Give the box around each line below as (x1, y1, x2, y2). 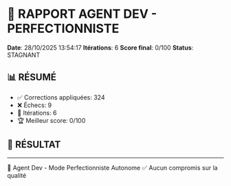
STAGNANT (7, 51, 41, 59)
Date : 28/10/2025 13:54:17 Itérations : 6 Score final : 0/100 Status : (7, 43, 194, 51)
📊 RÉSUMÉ (7, 71, 57, 83)
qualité (7, 171, 27, 179)
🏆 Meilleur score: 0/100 (16, 116, 86, 124)
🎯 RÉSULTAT (7, 139, 61, 150)
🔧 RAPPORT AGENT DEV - (7, 6, 157, 22)
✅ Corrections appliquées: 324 (16, 93, 105, 102)
